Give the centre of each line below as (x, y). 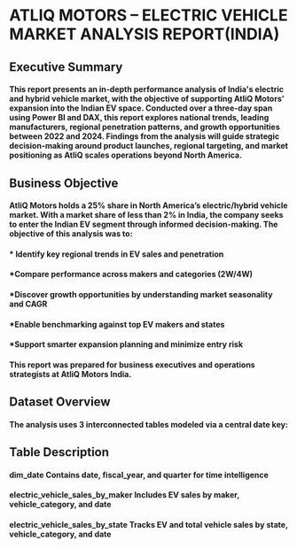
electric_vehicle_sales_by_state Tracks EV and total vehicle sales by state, (148, 524)
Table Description (59, 452)
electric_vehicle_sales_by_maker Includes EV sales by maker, (125, 495)
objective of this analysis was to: (71, 234)
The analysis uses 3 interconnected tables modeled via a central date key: (148, 424)
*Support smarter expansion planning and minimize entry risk (126, 344)
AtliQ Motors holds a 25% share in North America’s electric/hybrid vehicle (148, 205)
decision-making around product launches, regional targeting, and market (148, 146)
